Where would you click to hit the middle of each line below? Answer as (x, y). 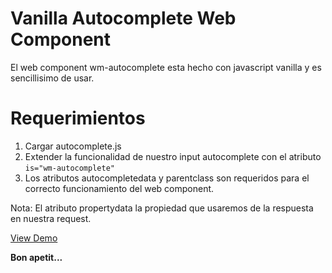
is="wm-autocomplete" (69, 168)
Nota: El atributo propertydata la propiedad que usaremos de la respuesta (162, 208)
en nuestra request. (51, 218)
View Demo (34, 238)
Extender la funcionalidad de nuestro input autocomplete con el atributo (173, 156)
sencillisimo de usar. (52, 78)
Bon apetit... (36, 257)
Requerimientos (78, 118)
